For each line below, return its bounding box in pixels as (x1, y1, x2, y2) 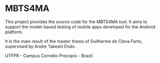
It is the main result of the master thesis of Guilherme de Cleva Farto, (5, 38, 143, 44)
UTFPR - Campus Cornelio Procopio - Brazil (5, 52, 93, 58)
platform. (5, 29, 23, 35)
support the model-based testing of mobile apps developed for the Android (5, 24, 156, 29)
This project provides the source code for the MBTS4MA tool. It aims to (5, 19, 147, 25)
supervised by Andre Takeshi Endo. (5, 43, 76, 49)
